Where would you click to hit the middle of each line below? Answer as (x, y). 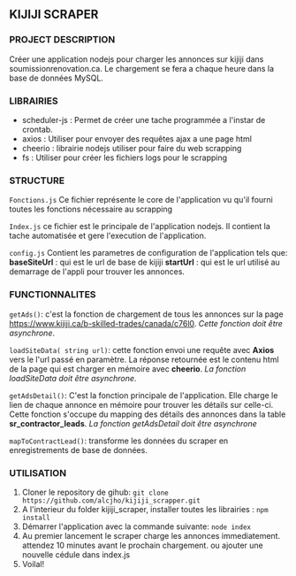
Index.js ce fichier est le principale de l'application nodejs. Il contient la (140, 227)
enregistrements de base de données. (78, 449)
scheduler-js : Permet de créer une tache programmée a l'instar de (144, 119)
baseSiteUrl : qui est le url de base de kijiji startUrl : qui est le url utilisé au (144, 262)
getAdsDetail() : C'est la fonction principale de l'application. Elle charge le (144, 395)
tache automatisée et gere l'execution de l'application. (108, 236)
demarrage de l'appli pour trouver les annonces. (97, 272)
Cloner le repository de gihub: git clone (95, 492)
